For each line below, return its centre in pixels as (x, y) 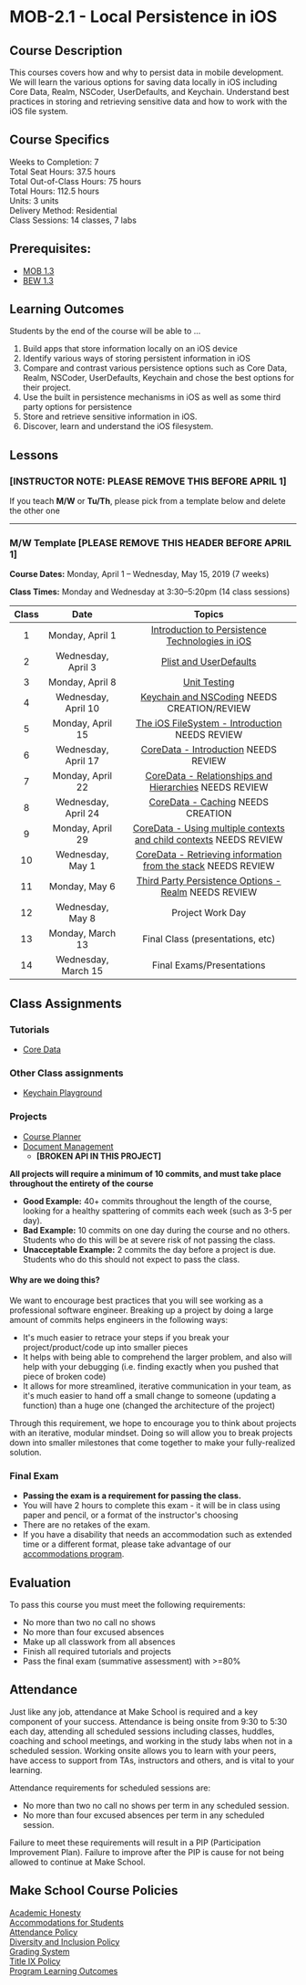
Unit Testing (209, 682)
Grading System (40, 1951)
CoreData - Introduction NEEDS (209, 750)
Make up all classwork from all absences (99, 1642)
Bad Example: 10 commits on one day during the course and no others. (156, 1230)
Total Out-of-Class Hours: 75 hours (76, 181)
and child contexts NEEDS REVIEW (209, 840)
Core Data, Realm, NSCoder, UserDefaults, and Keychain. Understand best (149, 92)
